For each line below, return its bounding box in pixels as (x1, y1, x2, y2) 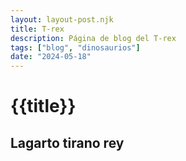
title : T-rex (10, 24, 65, 34)
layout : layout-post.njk (10, 14, 114, 25)
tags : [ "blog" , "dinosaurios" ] (10, 42, 141, 53)
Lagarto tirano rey (10, 134, 125, 151)
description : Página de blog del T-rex (10, 33, 177, 43)
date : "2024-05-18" (10, 52, 92, 62)
